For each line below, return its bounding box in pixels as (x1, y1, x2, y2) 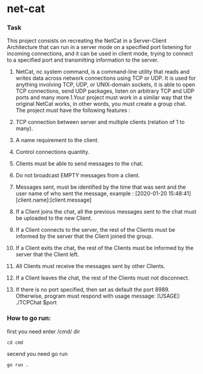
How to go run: (7, 314, 51, 323)
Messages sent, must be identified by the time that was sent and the (15, 183, 186, 191)
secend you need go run (7, 350, 68, 357)
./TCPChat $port (15, 299, 57, 306)
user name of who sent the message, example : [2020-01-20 (15, 190, 167, 197)
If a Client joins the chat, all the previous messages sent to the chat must (15, 208, 197, 215)
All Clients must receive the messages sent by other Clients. (15, 263, 166, 270)
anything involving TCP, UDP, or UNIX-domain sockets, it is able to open (15, 81, 196, 88)
